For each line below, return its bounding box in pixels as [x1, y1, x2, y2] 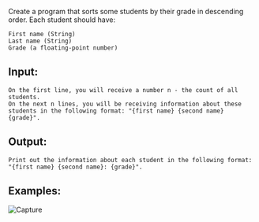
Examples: [8, 184, 62, 198]
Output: [8, 135, 47, 149]
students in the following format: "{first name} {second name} [8, 106, 224, 115]
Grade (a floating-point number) [8, 44, 118, 52]
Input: [8, 65, 38, 79]
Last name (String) [8, 37, 73, 45]
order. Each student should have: [8, 15, 116, 24]
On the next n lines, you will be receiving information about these [8, 100, 242, 108]
